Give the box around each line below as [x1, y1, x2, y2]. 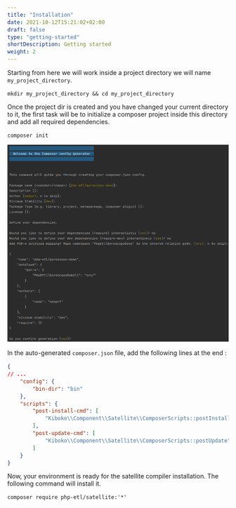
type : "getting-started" [7, 34, 80, 41]
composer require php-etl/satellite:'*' [7, 494, 128, 501]
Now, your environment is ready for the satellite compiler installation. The [7, 472, 219, 481]
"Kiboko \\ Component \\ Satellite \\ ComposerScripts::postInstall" [44, 415, 234, 422]
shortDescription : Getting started [7, 41, 112, 48]
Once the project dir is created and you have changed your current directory [7, 102, 229, 111]
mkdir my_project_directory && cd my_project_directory [7, 91, 174, 98]
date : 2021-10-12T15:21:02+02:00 [7, 18, 105, 26]
